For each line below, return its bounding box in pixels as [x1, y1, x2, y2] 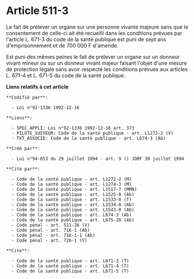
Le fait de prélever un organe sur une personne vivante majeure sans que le [6, 23, 189, 30]
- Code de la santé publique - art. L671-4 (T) [11, 263, 130, 269]
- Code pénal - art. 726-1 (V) [11, 238, 88, 243]
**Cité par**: [6, 166, 41, 172]
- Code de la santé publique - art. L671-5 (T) [11, 268, 130, 274]
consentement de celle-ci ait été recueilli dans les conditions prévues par [6, 29, 182, 36]
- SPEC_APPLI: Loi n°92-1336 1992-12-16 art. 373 [11, 125, 134, 131]
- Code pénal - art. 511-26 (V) [11, 222, 91, 228]
